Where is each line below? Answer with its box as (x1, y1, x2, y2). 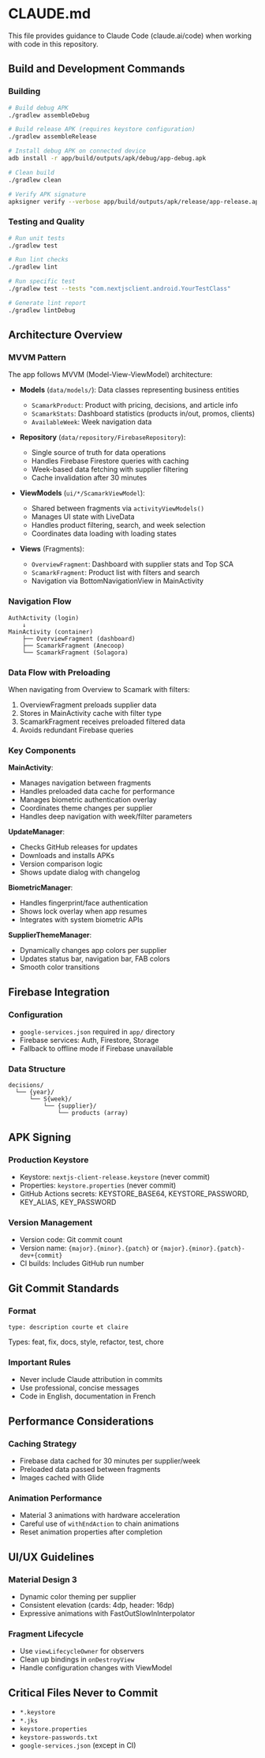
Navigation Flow (8, 596, 73, 607)
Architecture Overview (8, 329, 123, 342)
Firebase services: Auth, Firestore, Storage (19, 1035, 159, 1045)
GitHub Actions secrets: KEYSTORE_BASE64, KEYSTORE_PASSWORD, (19, 1188, 249, 1198)
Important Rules (8, 1357, 71, 1368)
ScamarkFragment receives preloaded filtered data (19, 717, 185, 726)
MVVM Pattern (8, 352, 67, 363)
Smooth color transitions (19, 962, 100, 972)
